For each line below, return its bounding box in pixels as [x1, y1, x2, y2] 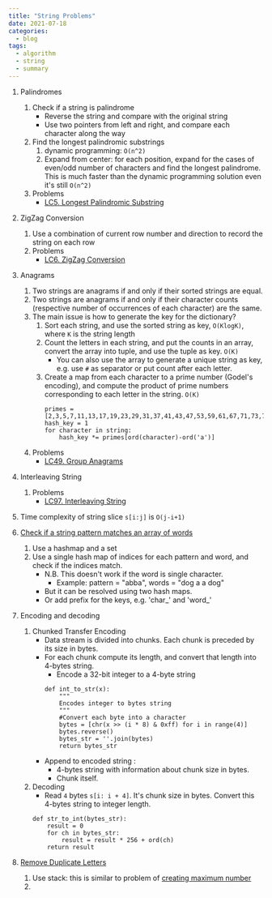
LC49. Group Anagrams [44, 455, 124, 466]
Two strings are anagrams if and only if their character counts [32, 294, 239, 304]
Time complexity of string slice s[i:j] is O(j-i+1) [19, 511, 185, 521]
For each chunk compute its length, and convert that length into [44, 652, 257, 661]
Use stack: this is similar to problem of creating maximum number [32, 873, 252, 883]
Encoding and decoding [19, 610, 100, 620]
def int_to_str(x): [44, 685, 111, 693]
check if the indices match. [32, 560, 123, 570]
